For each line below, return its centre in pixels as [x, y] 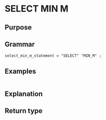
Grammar [20, 44]
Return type [24, 111]
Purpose [18, 27]
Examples [20, 71]
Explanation [24, 94]
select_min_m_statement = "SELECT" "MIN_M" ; [53, 56]
